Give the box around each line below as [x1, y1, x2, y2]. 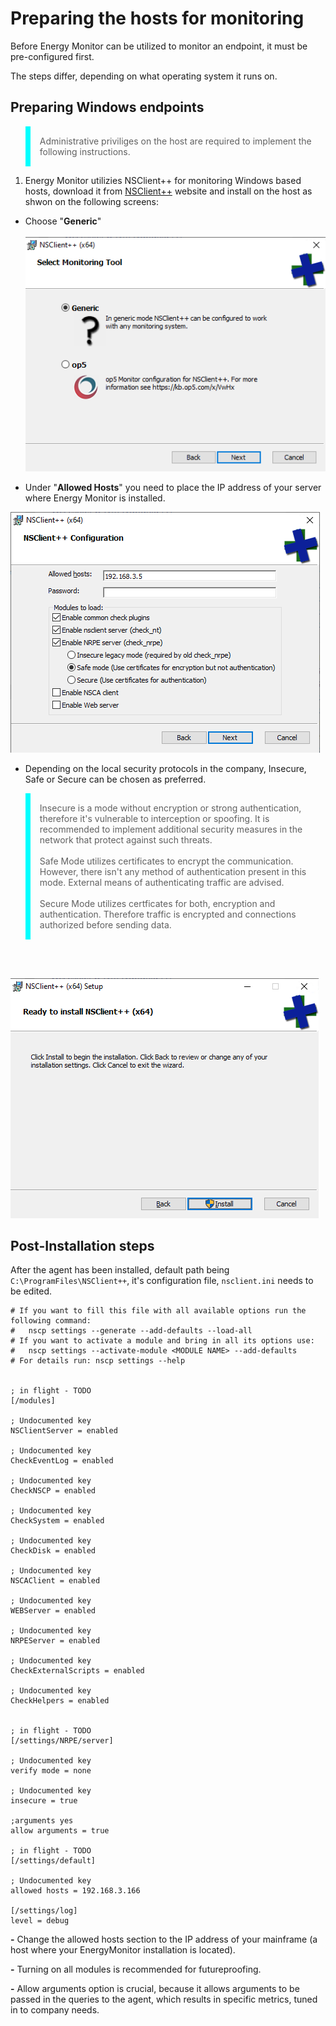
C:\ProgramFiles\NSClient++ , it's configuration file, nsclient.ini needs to [10, 1275, 314, 1287]
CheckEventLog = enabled [10, 1456, 114, 1466]
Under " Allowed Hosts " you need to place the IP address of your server [24, 481, 322, 493]
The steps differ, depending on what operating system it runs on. [10, 70, 278, 82]
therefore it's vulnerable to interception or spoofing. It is [39, 812, 270, 824]
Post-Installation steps [10, 1237, 155, 1254]
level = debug [10, 1916, 70, 1926]
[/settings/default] [10, 1856, 97, 1866]
